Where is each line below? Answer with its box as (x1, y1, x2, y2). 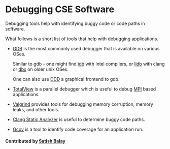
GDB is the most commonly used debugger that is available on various (12, 45, 160, 51)
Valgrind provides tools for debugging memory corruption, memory (12, 101, 153, 107)
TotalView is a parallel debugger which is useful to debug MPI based (12, 85, 156, 92)
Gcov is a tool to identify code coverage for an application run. (12, 126, 144, 132)
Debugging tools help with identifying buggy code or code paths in (5, 20, 145, 26)
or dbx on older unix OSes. (12, 66, 69, 72)
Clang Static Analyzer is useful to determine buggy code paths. (12, 116, 146, 123)
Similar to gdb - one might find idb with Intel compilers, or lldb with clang (12, 61, 165, 67)
